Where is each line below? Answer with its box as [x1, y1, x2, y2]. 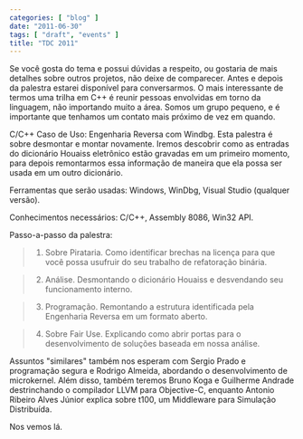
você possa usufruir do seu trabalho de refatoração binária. [44, 257, 268, 268]
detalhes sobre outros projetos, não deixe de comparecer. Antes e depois [9, 73, 283, 84]
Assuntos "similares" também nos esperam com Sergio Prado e [9, 356, 246, 367]
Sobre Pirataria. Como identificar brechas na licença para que [44, 247, 276, 258]
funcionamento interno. [44, 284, 133, 295]
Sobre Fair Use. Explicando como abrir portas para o [44, 329, 241, 339]
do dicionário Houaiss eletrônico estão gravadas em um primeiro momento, [9, 148, 290, 159]
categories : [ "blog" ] [9, 13, 99, 23]
